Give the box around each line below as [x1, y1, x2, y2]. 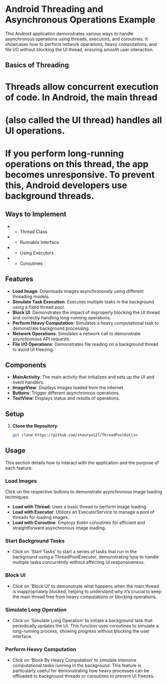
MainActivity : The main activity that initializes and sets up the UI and [12, 374, 155, 380]
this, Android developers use [5, 180, 128, 191]
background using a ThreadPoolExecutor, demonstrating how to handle [12, 554, 159, 560]
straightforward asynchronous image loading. [12, 525, 106, 531]
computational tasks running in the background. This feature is [12, 663, 142, 669]
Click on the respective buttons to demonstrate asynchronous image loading [5, 489, 163, 495]
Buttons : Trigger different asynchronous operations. [12, 390, 120, 396]
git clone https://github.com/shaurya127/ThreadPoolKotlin [12, 433, 138, 438]
